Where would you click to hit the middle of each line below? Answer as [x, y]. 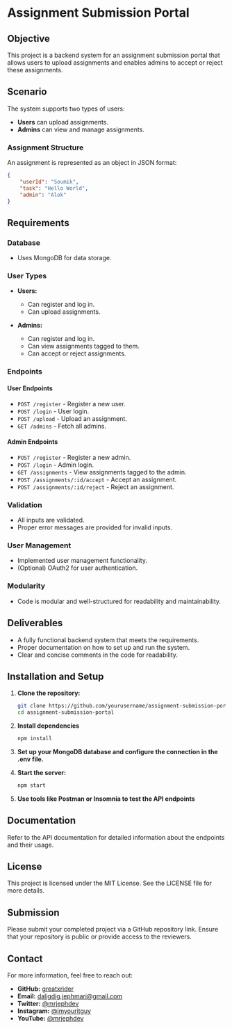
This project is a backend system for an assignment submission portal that [114, 55]
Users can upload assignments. [63, 122]
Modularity [26, 586]
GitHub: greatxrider [45, 989]
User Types [27, 276]
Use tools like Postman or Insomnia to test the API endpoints [106, 799]
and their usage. [31, 845]
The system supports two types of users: [66, 109]
